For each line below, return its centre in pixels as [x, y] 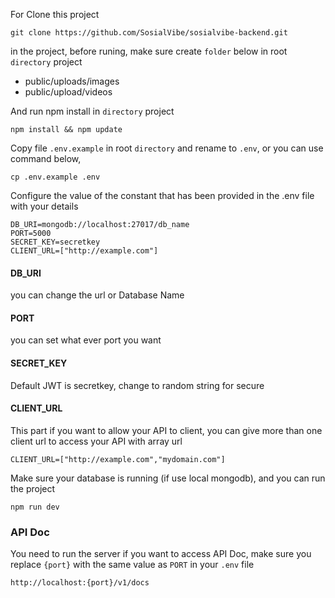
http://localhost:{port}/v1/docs [80, 583]
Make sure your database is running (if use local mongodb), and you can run [168, 478]
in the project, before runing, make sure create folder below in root [149, 51]
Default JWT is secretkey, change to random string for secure [137, 385]
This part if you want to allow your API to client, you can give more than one [166, 430]
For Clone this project [55, 14]
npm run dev [35, 507]
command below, [46, 158]
